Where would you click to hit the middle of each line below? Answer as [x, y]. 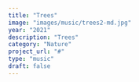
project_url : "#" [37, 52]
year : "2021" [29, 30]
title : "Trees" [33, 15]
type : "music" [31, 59]
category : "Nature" [40, 45]
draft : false [29, 66]
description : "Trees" [44, 37]
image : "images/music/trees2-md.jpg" [70, 23]
